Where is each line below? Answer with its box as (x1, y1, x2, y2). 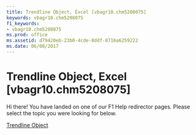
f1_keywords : (6, 20, 40, 26)
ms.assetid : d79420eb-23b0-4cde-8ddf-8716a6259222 (6, 37, 138, 44)
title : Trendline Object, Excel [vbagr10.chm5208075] (6, 9, 147, 15)
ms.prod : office (6, 32, 48, 38)
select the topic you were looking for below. (6, 109, 117, 117)
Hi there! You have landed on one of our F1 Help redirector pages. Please (6, 102, 190, 110)
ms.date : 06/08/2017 (6, 44, 59, 50)
